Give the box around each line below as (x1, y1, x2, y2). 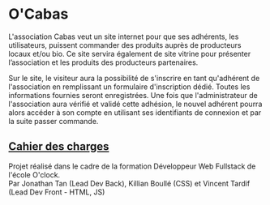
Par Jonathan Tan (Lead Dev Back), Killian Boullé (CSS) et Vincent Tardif (8, 178, 251, 188)
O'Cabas (8, 5, 69, 23)
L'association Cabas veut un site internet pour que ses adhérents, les (8, 32, 239, 41)
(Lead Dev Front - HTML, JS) (8, 187, 105, 197)
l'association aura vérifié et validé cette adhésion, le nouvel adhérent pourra (8, 99, 263, 109)
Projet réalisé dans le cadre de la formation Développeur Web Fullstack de (8, 161, 256, 171)
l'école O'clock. (8, 169, 61, 179)
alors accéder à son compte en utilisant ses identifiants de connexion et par (8, 107, 262, 117)
